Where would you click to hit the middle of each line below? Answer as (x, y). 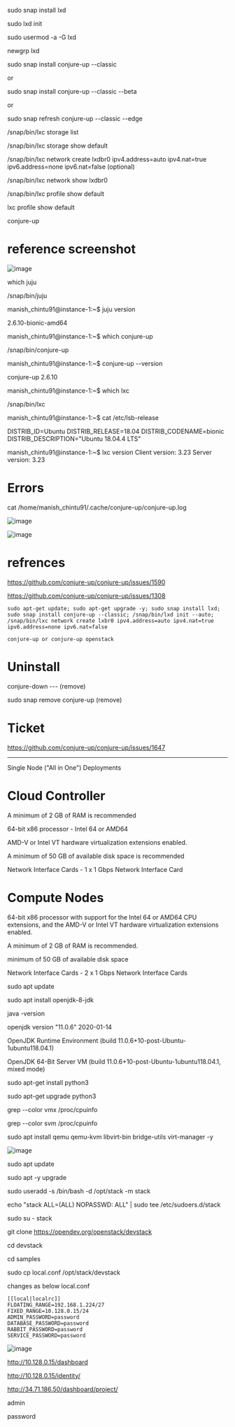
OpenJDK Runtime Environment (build (62, 1040)
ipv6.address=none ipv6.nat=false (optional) (71, 167)
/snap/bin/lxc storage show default (58, 146)
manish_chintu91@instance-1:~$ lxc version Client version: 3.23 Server (109, 452)
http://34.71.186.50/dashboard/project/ (63, 1389)
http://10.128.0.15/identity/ (44, 1375)
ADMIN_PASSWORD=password (43, 1317)
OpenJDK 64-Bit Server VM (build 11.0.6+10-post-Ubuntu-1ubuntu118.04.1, (114, 1061)
